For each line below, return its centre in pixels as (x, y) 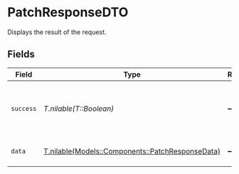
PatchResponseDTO (68, 12)
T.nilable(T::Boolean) (79, 109)
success (24, 108)
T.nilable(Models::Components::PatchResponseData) (132, 151)
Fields (21, 54)
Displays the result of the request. (57, 32)
